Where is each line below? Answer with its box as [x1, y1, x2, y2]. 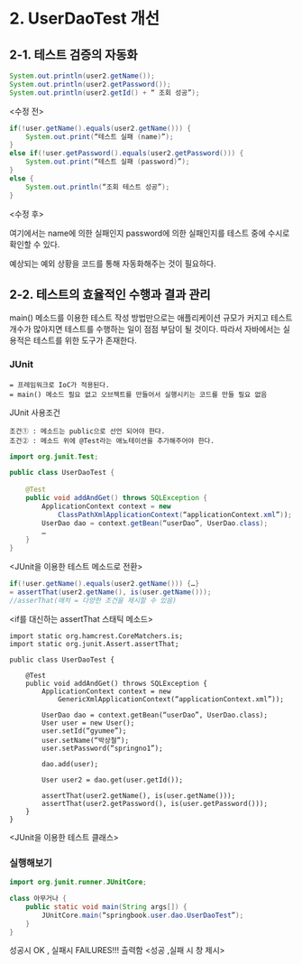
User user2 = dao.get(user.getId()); [41, 775, 183, 784]
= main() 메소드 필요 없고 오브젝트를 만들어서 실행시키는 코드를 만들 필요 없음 [9, 390, 268, 399]
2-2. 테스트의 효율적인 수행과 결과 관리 [9, 286, 211, 302]
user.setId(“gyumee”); [41, 726, 127, 736]
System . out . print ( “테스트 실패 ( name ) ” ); [25, 132, 174, 141]
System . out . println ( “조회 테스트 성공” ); [25, 182, 170, 191]
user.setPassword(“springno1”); [41, 744, 164, 753]
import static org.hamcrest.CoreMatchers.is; [9, 631, 183, 641]
